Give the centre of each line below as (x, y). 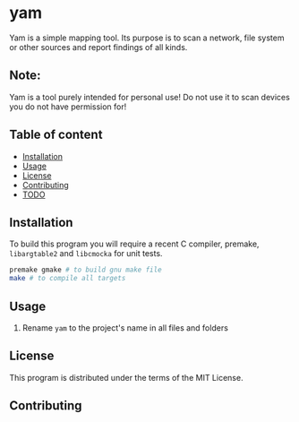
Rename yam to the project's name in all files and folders (125, 327)
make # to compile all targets (68, 279)
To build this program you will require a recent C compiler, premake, (134, 244)
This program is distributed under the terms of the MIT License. (126, 377)
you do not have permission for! (68, 107)
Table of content (56, 135)
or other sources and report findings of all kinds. (98, 47)
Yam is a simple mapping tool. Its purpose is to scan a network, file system (147, 38)
